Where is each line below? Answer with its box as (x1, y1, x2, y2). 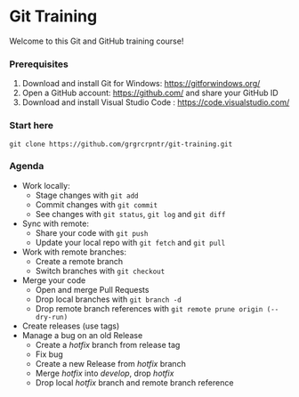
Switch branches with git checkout (35, 265, 166, 276)
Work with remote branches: (21, 247, 127, 257)
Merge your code (21, 274, 86, 286)
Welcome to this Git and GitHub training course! (9, 36, 184, 46)
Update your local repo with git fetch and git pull (35, 237, 226, 247)
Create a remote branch (35, 255, 124, 266)
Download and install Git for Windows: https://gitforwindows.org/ (21, 78, 261, 89)
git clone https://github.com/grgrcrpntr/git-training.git (9, 140, 233, 149)
